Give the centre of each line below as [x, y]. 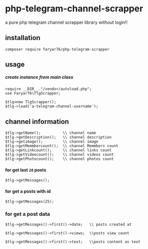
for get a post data [28, 214]
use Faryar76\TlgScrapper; [33, 94]
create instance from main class [39, 77]
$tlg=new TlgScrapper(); [31, 102]
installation [23, 38]
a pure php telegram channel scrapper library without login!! [66, 22]
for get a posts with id [28, 191]
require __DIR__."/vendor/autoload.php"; [49, 89]
